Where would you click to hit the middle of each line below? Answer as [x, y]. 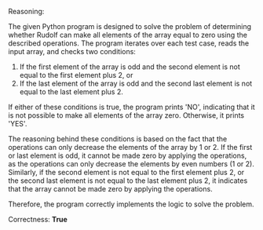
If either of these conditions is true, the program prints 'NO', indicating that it [131, 107]
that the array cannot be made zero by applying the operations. [111, 189]
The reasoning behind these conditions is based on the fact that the [118, 139]
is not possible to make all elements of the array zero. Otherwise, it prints [126, 115]
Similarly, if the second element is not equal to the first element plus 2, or [126, 172]
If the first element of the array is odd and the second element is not [130, 67]
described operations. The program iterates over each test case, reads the [129, 43]
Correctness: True [38, 219]
